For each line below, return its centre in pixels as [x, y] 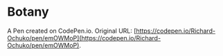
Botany [28, 12]
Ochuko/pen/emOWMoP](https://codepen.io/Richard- [84, 38]
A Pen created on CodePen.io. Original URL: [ [72, 31]
